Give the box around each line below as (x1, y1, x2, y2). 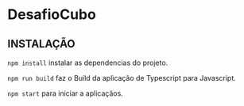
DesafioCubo (7, 6, 96, 24)
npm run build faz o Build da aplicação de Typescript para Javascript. (7, 74, 236, 82)
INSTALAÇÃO (7, 37, 76, 51)
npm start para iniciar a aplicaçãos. (7, 89, 124, 98)
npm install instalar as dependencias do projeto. (7, 58, 168, 67)
